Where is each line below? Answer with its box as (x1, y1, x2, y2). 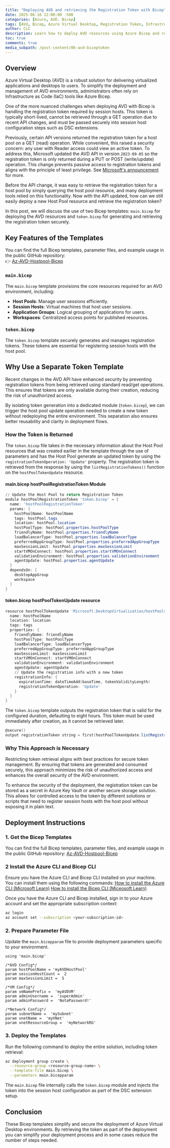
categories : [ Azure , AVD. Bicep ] (5, 17, 76, 22)
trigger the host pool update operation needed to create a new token (5, 408, 148, 414)
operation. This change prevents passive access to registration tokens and (5, 162, 161, 168)
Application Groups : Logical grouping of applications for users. (12, 309, 146, 315)
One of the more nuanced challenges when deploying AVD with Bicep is (5, 103, 155, 109)
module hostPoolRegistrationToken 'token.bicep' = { (5, 497, 119, 502)
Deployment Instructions (5, 818, 86, 827)
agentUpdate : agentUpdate (14, 665, 69, 671)
